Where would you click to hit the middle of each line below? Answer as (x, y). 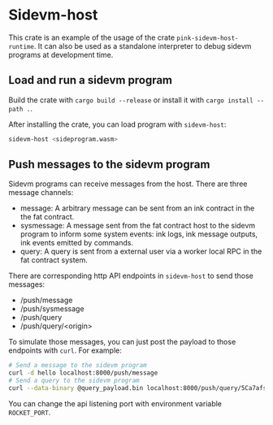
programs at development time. (61, 54)
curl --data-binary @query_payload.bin (76, 388)
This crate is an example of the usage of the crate (92, 37)
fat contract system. (54, 260)
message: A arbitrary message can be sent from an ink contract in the (137, 208)
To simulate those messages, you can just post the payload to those (122, 342)
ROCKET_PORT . (30, 412)
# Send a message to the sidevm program (78, 366)
